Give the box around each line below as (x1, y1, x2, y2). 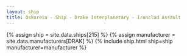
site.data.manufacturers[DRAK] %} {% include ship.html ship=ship (6, 37, 173, 45)
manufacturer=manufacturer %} (6, 43, 87, 51)
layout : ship (6, 8, 40, 15)
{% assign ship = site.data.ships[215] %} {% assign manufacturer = (6, 31, 175, 38)
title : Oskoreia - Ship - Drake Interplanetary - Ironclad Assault (6, 14, 182, 20)
